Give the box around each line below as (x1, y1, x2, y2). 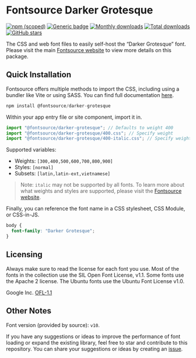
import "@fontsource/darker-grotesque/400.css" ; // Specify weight (6, 130, 174, 136)
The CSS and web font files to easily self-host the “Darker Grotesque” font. (6, 40, 187, 47)
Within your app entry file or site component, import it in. (6, 113, 142, 121)
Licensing (6, 250, 43, 260)
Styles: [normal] (14, 164, 54, 171)
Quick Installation (6, 70, 72, 80)
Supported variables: (6, 146, 57, 153)
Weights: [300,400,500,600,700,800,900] (14, 157, 113, 164)
